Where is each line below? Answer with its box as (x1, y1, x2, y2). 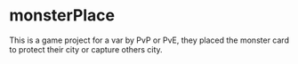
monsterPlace (9, 5, 116, 26)
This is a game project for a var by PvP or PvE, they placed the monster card (9, 35, 289, 45)
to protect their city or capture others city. (9, 44, 163, 54)
